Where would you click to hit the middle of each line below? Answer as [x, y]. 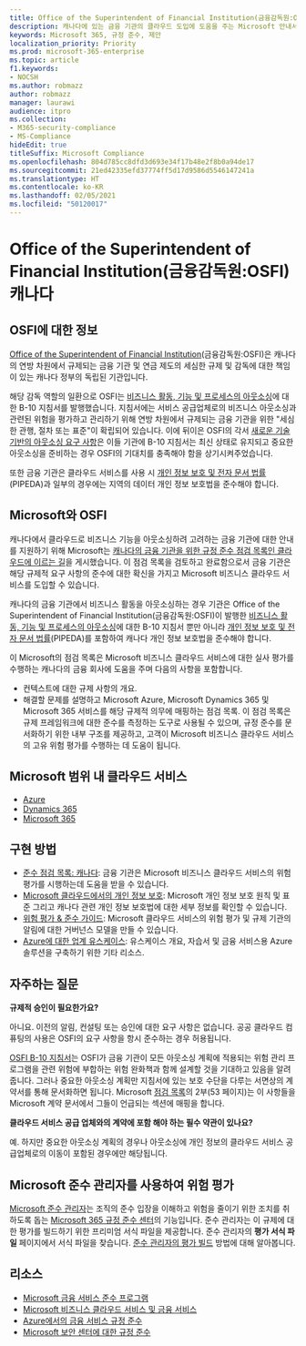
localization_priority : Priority [73, 43]
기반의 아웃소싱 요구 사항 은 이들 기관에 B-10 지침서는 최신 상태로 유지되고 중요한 [152, 442]
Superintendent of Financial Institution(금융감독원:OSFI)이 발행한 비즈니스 [144, 615]
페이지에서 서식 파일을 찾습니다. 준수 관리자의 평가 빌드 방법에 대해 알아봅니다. [157, 1242]
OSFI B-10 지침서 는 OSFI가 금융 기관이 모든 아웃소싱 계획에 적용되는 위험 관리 [148, 1058]
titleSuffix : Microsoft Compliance [77, 153]
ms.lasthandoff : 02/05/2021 [63, 196]
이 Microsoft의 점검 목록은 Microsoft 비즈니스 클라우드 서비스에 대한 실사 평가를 [152, 658]
